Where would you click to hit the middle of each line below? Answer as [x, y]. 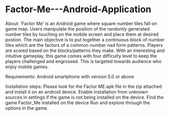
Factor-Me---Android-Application [78, 9]
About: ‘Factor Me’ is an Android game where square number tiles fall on [81, 23]
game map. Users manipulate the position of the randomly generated [78, 28]
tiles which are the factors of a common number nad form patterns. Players [84, 45]
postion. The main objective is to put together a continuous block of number [85, 40]
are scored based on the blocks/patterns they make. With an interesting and [85, 50]
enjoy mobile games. [27, 67]
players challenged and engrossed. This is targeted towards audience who [83, 61]
